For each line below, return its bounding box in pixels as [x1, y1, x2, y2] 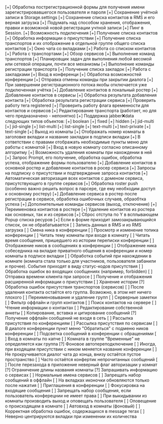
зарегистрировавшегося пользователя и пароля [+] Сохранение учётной [5, 9, 158, 15]
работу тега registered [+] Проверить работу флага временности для [5, 102, 149, 108]
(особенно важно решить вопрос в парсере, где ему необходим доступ [5, 186, 156, 192]
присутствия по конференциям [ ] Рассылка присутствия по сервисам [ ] [5, 320, 158, 326]
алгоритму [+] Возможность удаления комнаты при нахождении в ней [5, 150, 152, 155]
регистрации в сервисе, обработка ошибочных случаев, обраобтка [5, 196, 146, 202]
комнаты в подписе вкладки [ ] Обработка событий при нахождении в [5, 253, 152, 259]
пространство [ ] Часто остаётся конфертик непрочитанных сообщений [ [5, 357, 158, 362]
